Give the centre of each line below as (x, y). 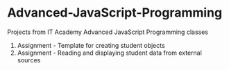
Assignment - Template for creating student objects (91, 45)
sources (29, 60)
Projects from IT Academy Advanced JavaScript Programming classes (108, 32)
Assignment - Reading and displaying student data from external (110, 53)
